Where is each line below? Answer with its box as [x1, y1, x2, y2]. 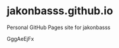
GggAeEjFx [7, 35, 34, 42]
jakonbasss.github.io [7, 4, 113, 18]
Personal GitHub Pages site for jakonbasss [7, 24, 111, 31]
